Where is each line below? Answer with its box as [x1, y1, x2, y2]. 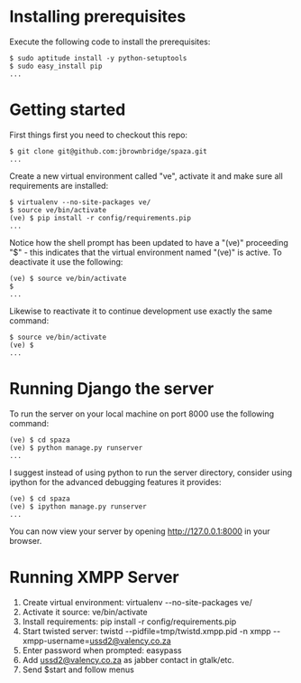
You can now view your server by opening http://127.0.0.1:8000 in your [9, 526, 270, 537]
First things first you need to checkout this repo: [9, 129, 187, 140]
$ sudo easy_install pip [9, 61, 103, 70]
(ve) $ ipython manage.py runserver [9, 501, 147, 511]
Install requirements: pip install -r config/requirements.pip [22, 616, 237, 627]
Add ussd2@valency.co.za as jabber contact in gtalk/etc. [22, 654, 234, 665]
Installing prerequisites [9, 6, 187, 27]
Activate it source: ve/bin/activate [22, 606, 148, 617]
